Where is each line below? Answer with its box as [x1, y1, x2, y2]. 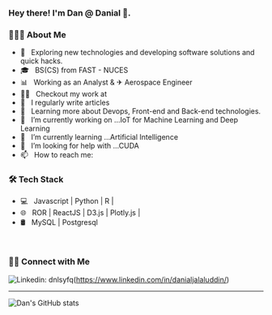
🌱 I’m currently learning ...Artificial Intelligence [19, 132, 179, 142]
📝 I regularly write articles [19, 97, 110, 108]
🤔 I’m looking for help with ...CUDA [19, 141, 139, 151]
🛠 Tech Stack [8, 174, 64, 185]
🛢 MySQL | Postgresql [19, 217, 99, 227]
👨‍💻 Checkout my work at [19, 89, 108, 99]
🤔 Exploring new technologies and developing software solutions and [19, 48, 255, 58]
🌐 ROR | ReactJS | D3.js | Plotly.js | [19, 207, 141, 218]
